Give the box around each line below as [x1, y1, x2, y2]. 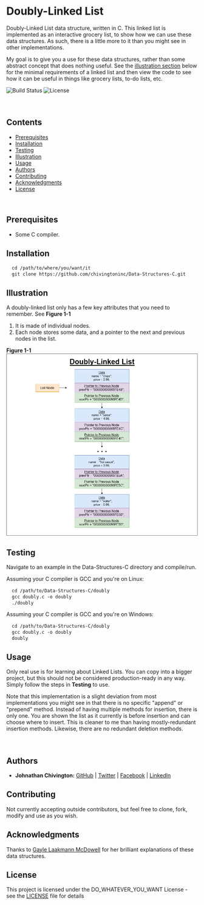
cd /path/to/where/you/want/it [12, 265, 91, 271]
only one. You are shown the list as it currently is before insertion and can [6, 712, 191, 719]
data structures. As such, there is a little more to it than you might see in [6, 37, 186, 44]
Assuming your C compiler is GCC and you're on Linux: [6, 575, 144, 583]
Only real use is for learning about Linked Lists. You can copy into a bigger [6, 668, 192, 676]
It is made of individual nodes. [15, 322, 91, 330]
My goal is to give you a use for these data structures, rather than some [6, 55, 185, 63]
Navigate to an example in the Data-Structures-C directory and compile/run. [6, 564, 197, 571]
